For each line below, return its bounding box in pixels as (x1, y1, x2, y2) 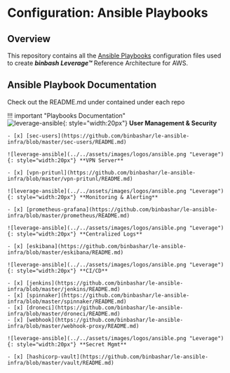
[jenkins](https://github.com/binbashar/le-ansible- (25, 279, 184, 287)
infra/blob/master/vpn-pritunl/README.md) (7, 175, 133, 182)
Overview (7, 33, 51, 45)
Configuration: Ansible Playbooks (7, 5, 208, 21)
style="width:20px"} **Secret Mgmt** (16, 341, 128, 348)
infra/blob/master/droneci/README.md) (7, 310, 121, 317)
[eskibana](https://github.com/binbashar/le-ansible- (25, 243, 187, 250)
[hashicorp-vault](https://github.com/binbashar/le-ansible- (25, 353, 209, 360)
